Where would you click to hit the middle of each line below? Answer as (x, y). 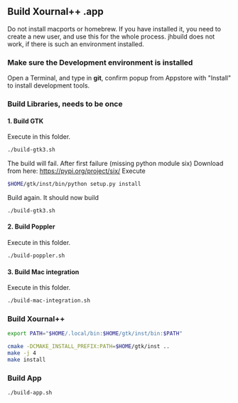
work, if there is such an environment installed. (76, 44)
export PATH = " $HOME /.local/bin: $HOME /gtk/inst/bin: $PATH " (95, 334)
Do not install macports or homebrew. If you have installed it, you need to (114, 28)
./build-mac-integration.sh (49, 301)
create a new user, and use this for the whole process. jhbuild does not (111, 36)
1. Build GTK (26, 121)
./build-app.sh (30, 393)
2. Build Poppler (31, 226)
